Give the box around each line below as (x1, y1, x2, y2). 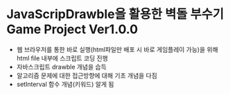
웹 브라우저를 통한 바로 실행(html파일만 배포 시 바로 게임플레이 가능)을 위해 (16, 45, 219, 53)
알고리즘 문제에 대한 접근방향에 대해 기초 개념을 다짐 (16, 71, 157, 80)
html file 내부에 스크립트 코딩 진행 (16, 53, 108, 62)
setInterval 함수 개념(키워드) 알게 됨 (16, 80, 114, 88)
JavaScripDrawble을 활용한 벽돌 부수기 (6, 6, 224, 22)
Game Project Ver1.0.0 (6, 21, 139, 37)
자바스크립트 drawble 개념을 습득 (16, 62, 107, 71)
